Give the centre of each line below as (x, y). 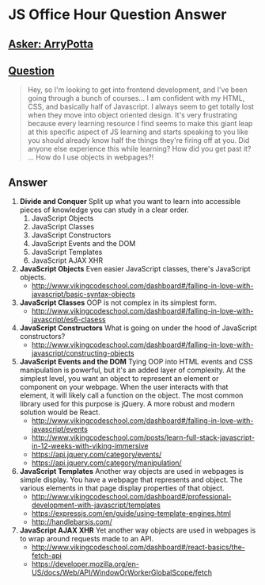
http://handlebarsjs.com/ (72, 522)
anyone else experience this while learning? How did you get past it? (139, 149)
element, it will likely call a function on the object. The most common (131, 395)
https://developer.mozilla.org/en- (85, 564)
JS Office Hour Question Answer (117, 15)
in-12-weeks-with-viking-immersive (90, 446)
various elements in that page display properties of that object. (122, 488)
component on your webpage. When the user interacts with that (124, 387)
